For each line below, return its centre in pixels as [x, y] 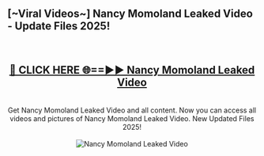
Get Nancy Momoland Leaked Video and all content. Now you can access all [132, 110]
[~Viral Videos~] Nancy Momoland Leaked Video [130, 14]
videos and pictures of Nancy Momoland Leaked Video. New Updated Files [132, 118]
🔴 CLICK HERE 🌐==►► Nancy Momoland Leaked [132, 70]
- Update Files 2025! [59, 27]
